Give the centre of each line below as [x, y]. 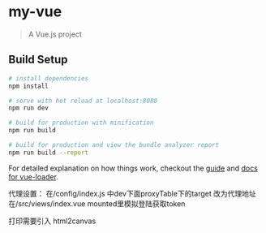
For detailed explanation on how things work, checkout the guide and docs [133, 168]
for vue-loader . [34, 176]
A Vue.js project [55, 34]
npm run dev [28, 108]
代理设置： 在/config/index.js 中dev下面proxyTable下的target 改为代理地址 [133, 193]
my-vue [35, 12]
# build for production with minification [81, 123]
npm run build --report [49, 153]
